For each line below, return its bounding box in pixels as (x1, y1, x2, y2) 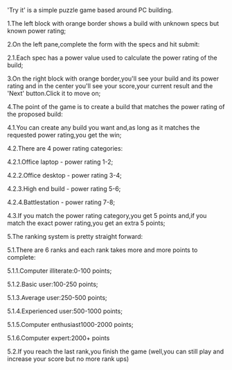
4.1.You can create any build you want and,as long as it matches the (7, 124, 200, 131)
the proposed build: (7, 110, 64, 118)
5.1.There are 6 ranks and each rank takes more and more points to (7, 246, 198, 254)
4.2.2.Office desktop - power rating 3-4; (7, 171, 123, 179)
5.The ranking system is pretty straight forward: (7, 233, 143, 240)
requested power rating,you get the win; (7, 131, 122, 139)
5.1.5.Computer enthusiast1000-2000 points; (7, 321, 134, 328)
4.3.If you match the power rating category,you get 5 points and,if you (7, 212, 207, 219)
